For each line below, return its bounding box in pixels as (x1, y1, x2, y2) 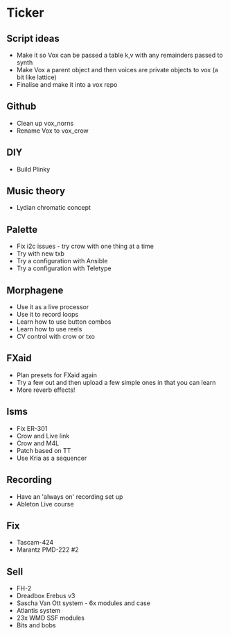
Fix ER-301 (16, 424, 48, 432)
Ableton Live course (16, 500, 74, 508)
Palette (6, 224, 38, 236)
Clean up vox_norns (16, 119, 74, 127)
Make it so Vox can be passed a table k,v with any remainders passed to (16, 51, 223, 59)
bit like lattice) (16, 73, 57, 81)
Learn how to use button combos (16, 317, 112, 326)
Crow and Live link (16, 431, 70, 440)
